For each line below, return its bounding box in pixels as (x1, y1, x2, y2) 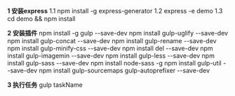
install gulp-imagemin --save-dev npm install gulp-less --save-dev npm (7, 51, 215, 60)
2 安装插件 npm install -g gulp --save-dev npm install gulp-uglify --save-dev (7, 29, 229, 37)
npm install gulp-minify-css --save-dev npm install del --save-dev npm (7, 45, 213, 52)
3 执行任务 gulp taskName (7, 81, 83, 89)
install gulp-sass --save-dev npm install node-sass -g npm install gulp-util (7, 59, 222, 67)
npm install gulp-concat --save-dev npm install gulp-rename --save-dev (7, 37, 217, 45)
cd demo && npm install (7, 15, 76, 23)
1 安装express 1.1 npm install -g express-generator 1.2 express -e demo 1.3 (7, 7, 223, 15)
